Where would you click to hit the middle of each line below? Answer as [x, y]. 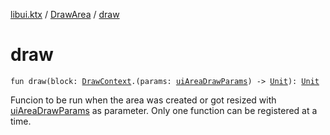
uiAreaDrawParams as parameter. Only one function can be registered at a [164, 110]
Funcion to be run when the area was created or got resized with [143, 100]
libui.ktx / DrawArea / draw [65, 14]
